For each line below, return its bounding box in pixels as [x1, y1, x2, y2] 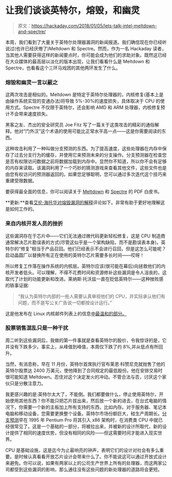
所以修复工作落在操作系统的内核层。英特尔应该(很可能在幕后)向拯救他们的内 [5, 263, 166, 269]
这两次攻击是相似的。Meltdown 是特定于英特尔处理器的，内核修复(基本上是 [5, 91, 164, 98]
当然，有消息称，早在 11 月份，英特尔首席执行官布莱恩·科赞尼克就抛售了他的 [5, 361, 165, 367]
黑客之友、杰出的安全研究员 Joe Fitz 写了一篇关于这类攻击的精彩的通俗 [5, 122, 155, 128]
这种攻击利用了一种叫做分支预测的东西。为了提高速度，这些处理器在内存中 [5, 145, 162, 152]
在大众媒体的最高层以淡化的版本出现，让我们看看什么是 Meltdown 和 [5, 58, 150, 64]
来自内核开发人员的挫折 [5, 220, 63, 227]
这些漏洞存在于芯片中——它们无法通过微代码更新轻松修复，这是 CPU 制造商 [5, 232, 165, 239]
